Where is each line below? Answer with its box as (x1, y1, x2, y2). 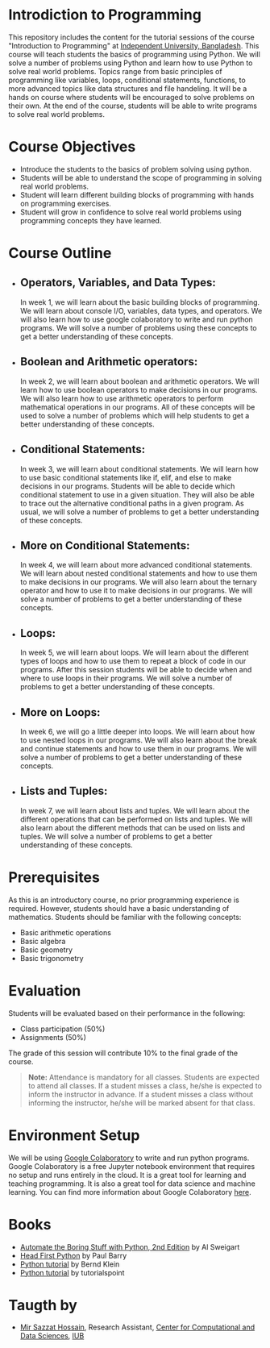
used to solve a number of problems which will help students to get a (19, 410, 250, 420)
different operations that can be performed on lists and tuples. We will (19, 814, 252, 824)
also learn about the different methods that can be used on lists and (19, 822, 246, 832)
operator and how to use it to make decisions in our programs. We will (19, 586, 252, 596)
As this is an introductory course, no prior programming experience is (8, 895, 239, 905)
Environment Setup (8, 1126, 140, 1144)
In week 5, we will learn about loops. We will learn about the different (19, 647, 249, 658)
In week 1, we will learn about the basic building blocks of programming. (19, 297, 260, 307)
